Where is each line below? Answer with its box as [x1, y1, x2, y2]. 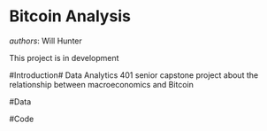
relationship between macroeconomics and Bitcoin [9, 79, 195, 89]
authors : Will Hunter [9, 35, 82, 46]
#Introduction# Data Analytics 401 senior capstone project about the [9, 69, 259, 81]
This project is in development [9, 52, 119, 63]
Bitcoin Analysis [9, 6, 131, 27]
